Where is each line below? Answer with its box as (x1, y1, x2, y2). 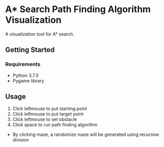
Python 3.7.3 (12, 72, 39, 78)
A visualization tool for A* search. (5, 31, 75, 37)
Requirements (5, 61, 41, 68)
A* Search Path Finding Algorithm (5, 4, 151, 15)
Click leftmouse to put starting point (12, 106, 87, 112)
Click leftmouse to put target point (12, 111, 84, 117)
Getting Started (5, 45, 55, 54)
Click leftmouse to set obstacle (12, 116, 77, 122)
